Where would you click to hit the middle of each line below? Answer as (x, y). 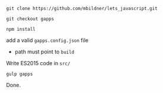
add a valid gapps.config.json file (47, 40)
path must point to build (44, 52)
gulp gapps (20, 74)
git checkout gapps (30, 19)
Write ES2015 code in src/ (38, 63)
